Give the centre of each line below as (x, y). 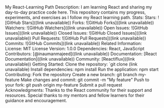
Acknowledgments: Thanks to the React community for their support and (79, 90)
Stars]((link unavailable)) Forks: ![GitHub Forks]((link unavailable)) (88, 22)
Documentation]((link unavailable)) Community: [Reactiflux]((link (70, 59)
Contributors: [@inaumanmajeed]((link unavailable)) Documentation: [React (81, 54)
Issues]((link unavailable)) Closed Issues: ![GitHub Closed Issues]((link (76, 33)
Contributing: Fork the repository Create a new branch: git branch (71, 75)
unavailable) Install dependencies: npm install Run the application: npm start (82, 69)
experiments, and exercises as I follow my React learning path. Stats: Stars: (81, 17)
